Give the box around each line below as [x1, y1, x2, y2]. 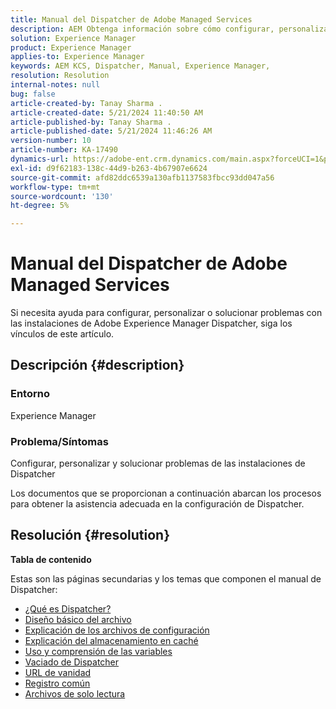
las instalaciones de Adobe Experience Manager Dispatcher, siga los [10, 317, 293, 330]
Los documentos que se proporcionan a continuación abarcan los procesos [10, 487, 322, 500]
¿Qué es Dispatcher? [24, 602, 112, 615]
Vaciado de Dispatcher [24, 656, 120, 668]
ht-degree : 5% [10, 201, 70, 211]
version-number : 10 [10, 136, 92, 146]
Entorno [10, 387, 50, 401]
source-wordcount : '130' [10, 191, 114, 201]
